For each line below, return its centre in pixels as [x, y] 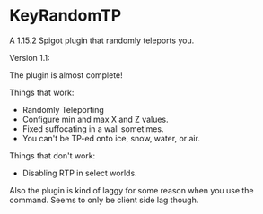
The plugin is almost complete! [66, 75]
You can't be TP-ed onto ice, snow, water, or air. [111, 138]
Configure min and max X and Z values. [95, 119]
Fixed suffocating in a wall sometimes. [93, 128]
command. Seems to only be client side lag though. [104, 200]
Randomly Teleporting [63, 109]
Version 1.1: [30, 57]
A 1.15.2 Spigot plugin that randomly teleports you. [102, 40]
